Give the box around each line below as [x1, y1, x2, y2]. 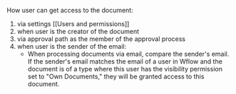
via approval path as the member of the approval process [16, 35, 186, 43]
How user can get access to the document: [6, 6, 133, 14]
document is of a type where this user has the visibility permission [27, 65, 222, 73]
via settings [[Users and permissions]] [16, 20, 130, 28]
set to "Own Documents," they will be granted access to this [27, 72, 205, 81]
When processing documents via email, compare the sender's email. [27, 49, 230, 58]
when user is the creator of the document [16, 28, 140, 35]
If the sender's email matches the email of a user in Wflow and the [27, 57, 222, 66]
